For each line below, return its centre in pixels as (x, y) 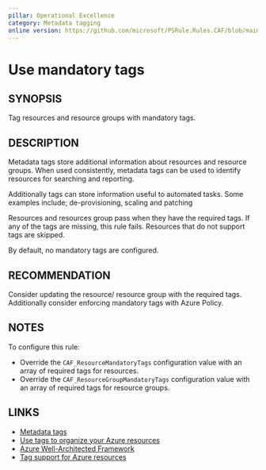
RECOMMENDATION (59, 275)
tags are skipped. (36, 235)
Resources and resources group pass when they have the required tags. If (129, 218)
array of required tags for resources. (79, 371)
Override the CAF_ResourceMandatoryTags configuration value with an (131, 362)
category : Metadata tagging (55, 23)
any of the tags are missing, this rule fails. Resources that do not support (127, 226)
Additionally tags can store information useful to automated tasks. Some (126, 195)
